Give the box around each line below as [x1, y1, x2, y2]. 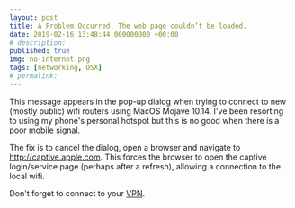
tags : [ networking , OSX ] [9, 64, 103, 73]
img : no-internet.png [9, 55, 91, 64]
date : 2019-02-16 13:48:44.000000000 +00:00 [9, 30, 179, 39]
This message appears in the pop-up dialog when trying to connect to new [9, 96, 287, 107]
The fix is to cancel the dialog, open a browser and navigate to [9, 142, 241, 152]
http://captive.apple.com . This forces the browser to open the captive [9, 152, 267, 162]
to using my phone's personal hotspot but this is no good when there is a [9, 115, 280, 126]
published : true [9, 47, 70, 56]
